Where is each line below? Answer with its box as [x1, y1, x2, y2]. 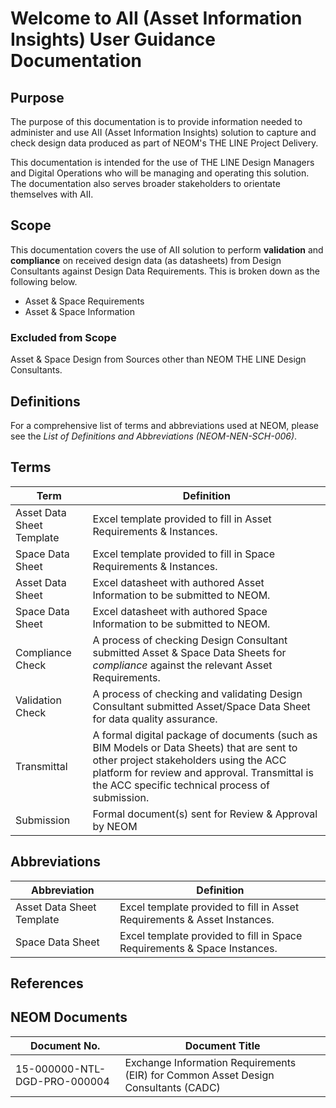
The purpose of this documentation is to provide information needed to [10, 116, 303, 127]
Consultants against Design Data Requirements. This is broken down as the [10, 265, 320, 277]
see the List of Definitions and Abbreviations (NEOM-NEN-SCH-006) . [10, 430, 298, 442]
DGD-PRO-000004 [15, 1074, 110, 1088]
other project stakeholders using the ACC [92, 753, 287, 767]
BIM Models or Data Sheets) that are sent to [92, 740, 298, 754]
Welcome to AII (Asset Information [10, 7, 303, 30]
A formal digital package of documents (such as [92, 728, 318, 742]
